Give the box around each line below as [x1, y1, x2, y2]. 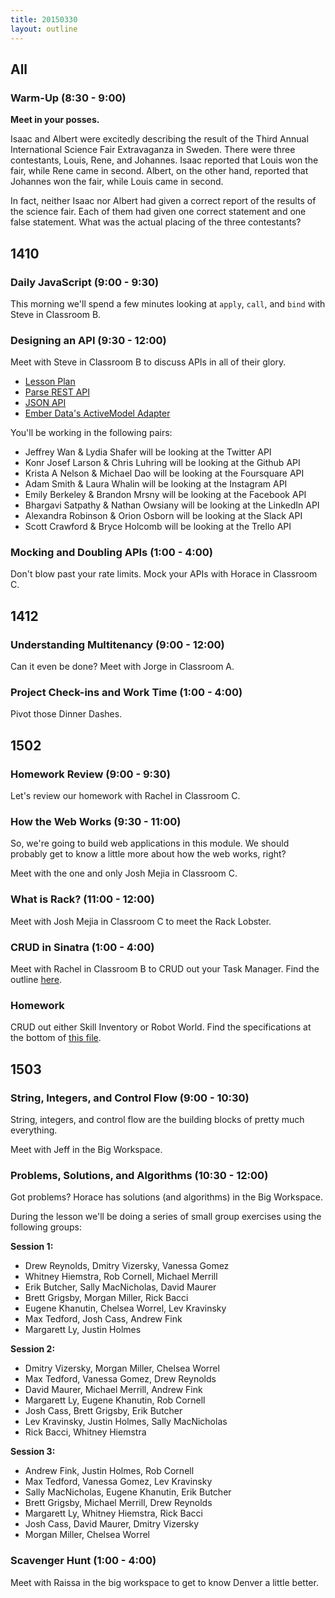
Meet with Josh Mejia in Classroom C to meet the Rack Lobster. [10, 915, 272, 927]
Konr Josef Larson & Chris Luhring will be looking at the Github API [24, 457, 301, 469]
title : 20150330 [10, 14, 78, 25]
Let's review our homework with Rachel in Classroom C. [10, 790, 241, 802]
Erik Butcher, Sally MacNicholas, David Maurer [24, 1281, 217, 1293]
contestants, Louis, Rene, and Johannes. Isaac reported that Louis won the [10, 154, 319, 166]
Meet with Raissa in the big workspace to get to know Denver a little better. [10, 1576, 319, 1588]
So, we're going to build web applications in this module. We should [10, 837, 290, 850]
